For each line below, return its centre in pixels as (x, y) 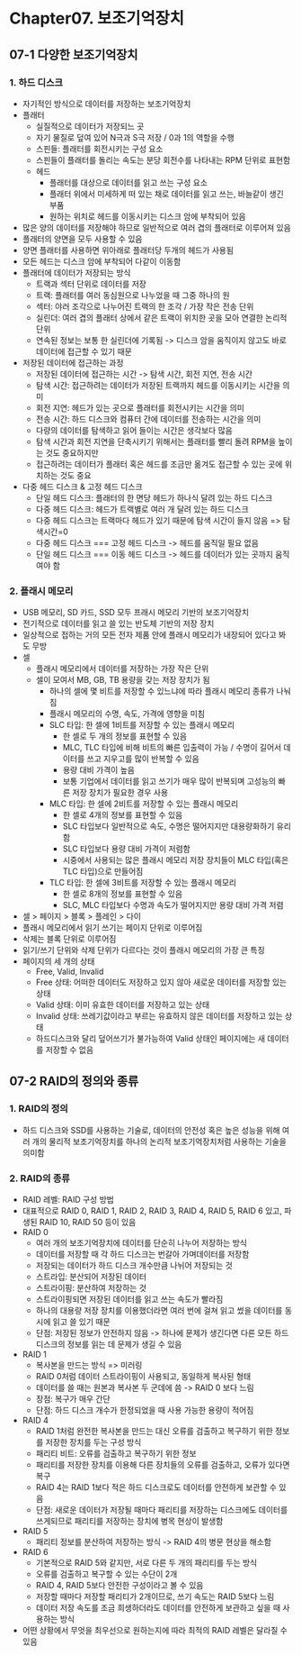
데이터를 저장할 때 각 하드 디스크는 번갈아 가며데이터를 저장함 (142, 1254)
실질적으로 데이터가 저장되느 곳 (90, 126)
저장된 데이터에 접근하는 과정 (73, 362)
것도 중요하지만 (72, 452)
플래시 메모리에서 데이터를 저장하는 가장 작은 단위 (122, 668)
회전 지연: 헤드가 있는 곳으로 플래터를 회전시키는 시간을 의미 (140, 407)
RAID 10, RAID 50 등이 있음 (88, 1223)
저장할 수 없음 (70, 1050)
